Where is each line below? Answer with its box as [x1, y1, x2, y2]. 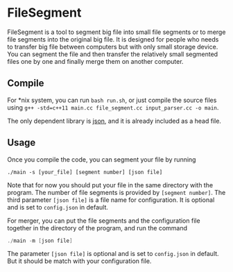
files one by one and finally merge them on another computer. [7, 57, 184, 65]
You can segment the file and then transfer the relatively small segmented [7, 50, 218, 58]
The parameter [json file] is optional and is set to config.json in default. [7, 250, 220, 258]
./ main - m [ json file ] [7, 237, 73, 244]
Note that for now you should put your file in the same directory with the [7, 180, 214, 189]
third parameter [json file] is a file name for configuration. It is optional [7, 196, 215, 204]
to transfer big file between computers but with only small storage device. [7, 42, 218, 51]
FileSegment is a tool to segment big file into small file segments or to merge [7, 28, 226, 36]
